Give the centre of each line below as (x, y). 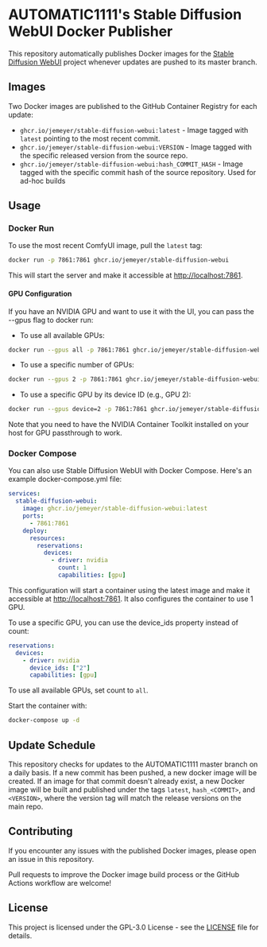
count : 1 (73, 568)
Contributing (41, 831)
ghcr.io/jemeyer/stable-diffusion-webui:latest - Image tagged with (134, 130)
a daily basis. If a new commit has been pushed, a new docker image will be (133, 772)
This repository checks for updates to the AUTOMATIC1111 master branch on (133, 764)
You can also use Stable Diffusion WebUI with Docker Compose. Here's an (130, 471)
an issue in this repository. (51, 859)
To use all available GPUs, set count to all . (78, 690)
